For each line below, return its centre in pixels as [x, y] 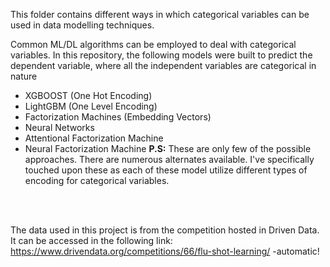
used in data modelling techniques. [82, 25]
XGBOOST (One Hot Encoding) [88, 95]
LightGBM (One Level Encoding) [91, 106]
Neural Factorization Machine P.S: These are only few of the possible [168, 148]
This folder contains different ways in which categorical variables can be [160, 14]
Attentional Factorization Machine [94, 138]
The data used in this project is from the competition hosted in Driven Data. [165, 230]
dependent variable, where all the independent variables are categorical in [163, 65]
